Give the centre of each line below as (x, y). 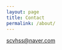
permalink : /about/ (31, 23)
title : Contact (26, 18)
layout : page (23, 12)
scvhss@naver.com (31, 41)
